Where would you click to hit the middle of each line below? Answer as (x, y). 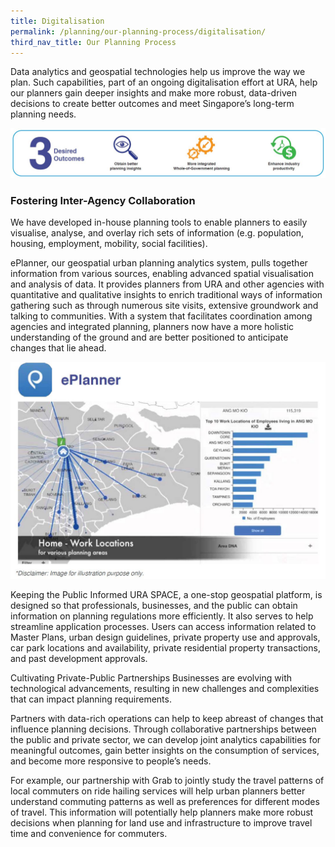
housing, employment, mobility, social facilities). (109, 244)
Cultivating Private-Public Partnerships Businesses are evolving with (151, 677)
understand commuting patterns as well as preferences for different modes (165, 801)
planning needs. (43, 114)
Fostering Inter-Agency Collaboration (103, 201)
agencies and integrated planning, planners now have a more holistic (152, 327)
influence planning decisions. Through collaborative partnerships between (163, 729)
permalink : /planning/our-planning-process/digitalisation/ (138, 31)
